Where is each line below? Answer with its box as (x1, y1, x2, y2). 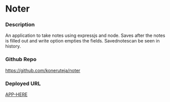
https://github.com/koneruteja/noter (5, 67, 81, 73)
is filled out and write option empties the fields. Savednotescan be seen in (5, 38, 160, 44)
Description (5, 21, 35, 28)
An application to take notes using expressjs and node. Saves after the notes (5, 32, 165, 38)
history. (5, 43, 21, 49)
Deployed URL (5, 80, 41, 87)
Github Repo (5, 56, 37, 63)
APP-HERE (5, 91, 28, 97)
